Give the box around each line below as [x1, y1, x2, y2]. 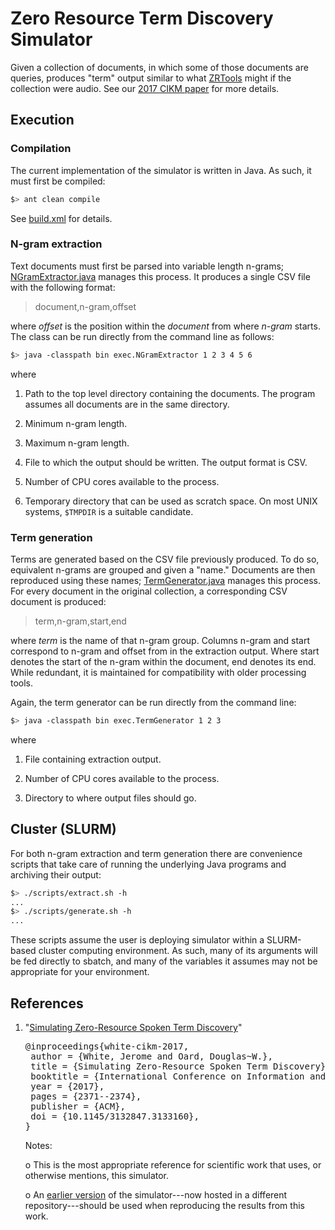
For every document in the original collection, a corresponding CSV [10, 585, 288, 597]
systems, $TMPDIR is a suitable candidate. [24, 505, 194, 517]
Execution [10, 112, 75, 129]
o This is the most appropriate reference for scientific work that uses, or [24, 1158, 322, 1171]
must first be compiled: [10, 175, 106, 187]
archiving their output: [10, 868, 102, 881]
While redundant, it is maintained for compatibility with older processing [10, 666, 307, 678]
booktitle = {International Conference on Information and [30, 1070, 327, 1082]
